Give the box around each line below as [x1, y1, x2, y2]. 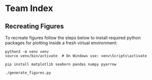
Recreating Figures [5, 22, 64, 30]
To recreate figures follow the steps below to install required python [5, 35, 141, 40]
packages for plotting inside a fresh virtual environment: [5, 40, 118, 46]
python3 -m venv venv [5, 49, 49, 54]
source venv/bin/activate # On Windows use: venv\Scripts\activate [5, 53, 147, 58]
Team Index [5, 3, 54, 14]
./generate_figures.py [5, 70, 51, 75]
